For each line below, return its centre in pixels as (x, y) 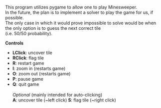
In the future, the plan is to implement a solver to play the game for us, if (79, 12)
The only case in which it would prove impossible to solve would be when (81, 23)
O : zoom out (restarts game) (41, 74)
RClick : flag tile (28, 58)
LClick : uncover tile (32, 53)
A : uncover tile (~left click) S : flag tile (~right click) (64, 100)
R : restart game (28, 63)
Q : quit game (26, 84)
